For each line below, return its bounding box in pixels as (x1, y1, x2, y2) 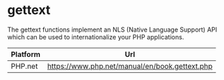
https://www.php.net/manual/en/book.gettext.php (47, 61, 213, 71)
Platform (11, 49, 41, 59)
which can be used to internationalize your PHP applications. (7, 32, 184, 41)
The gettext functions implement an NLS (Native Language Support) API (7, 25, 218, 34)
